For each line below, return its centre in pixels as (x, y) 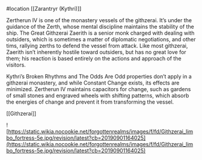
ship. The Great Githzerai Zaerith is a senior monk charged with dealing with (100, 33)
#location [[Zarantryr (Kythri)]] (44, 9)
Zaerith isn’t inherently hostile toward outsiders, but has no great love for (96, 52)
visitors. (16, 65)
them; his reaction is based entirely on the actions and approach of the (94, 58)
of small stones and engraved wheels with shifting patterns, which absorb (98, 96)
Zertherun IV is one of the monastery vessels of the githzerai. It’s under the (99, 20)
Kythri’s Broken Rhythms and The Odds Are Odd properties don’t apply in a (99, 76)
